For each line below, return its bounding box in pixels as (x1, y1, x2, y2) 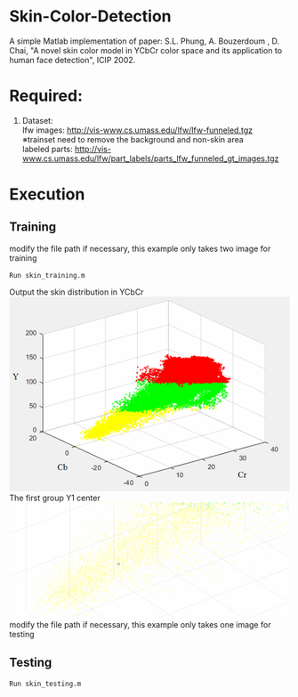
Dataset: (21, 115, 53, 126)
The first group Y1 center (9, 492, 101, 503)
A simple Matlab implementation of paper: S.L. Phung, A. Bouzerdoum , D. (9, 36, 280, 46)
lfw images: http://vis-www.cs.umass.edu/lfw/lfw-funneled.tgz (21, 125, 254, 135)
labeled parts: (21, 143, 73, 154)
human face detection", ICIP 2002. (9, 54, 136, 65)
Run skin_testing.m (9, 679, 82, 688)
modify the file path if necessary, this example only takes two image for (9, 243, 271, 254)
